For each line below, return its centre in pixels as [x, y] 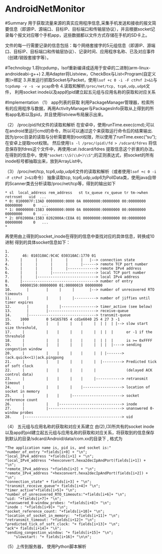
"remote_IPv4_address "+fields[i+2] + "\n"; [51, 469]
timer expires [19, 302]
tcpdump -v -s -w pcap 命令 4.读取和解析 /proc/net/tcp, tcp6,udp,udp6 [75, 86]
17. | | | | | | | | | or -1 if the [79, 332]
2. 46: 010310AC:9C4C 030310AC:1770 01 [51, 255]
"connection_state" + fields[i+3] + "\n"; [48, 482]
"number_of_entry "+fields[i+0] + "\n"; [46, 452]
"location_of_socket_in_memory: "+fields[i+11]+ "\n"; [62, 515]
